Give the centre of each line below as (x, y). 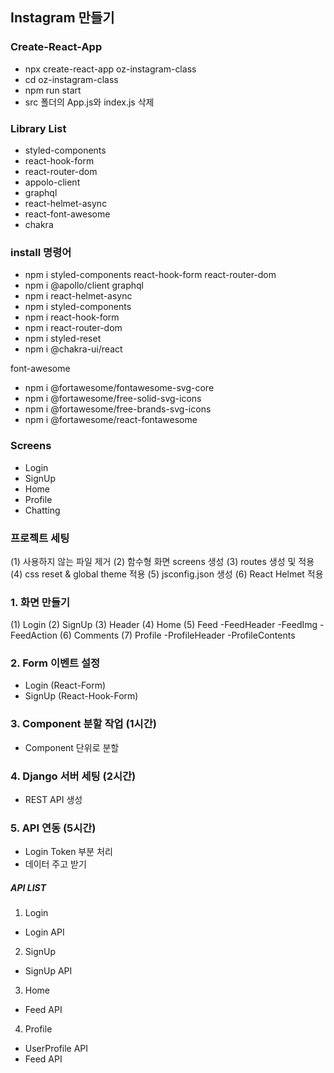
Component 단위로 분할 (72, 747)
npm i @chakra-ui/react (73, 349)
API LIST (28, 887)
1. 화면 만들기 (40, 602)
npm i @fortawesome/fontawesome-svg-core (119, 388)
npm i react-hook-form (72, 317)
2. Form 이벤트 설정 (55, 663)
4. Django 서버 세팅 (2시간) (73, 776)
